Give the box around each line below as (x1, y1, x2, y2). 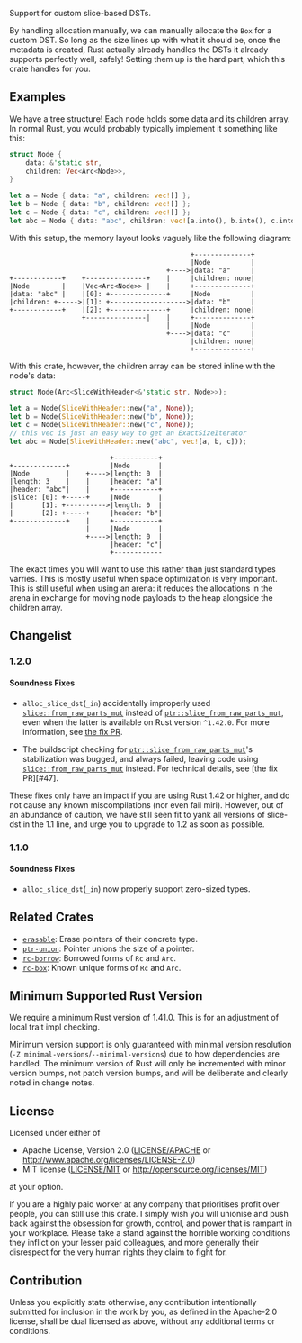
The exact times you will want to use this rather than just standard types (9, 564, 276, 575)
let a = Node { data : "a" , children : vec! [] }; (9, 191, 191, 201)
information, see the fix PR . (22, 726, 123, 737)
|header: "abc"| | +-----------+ (9, 485, 164, 495)
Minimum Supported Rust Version (9, 988, 203, 1003)
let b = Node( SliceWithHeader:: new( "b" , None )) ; (9, 412, 195, 422)
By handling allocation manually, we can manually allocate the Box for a (9, 25, 272, 35)
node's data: (9, 369, 56, 381)
